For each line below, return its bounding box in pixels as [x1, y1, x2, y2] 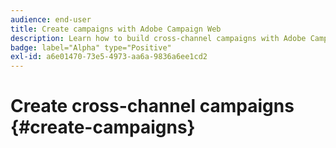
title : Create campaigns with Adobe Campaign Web [10, 24, 222, 34]
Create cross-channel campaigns [10, 95, 295, 118]
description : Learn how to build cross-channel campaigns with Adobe [10, 33, 307, 43]
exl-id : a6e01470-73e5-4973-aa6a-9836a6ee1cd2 [10, 52, 208, 62]
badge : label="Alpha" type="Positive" [10, 42, 172, 53]
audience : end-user [10, 14, 92, 25]
